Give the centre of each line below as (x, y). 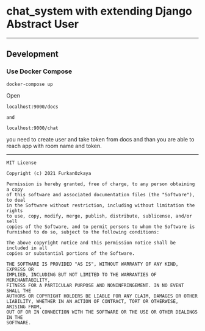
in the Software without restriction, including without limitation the (101, 205)
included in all (27, 248)
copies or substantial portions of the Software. (71, 253)
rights (15, 211)
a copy (15, 189)
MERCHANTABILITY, (28, 280)
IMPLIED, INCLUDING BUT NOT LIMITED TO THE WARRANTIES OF (81, 275)
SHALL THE (19, 291)
